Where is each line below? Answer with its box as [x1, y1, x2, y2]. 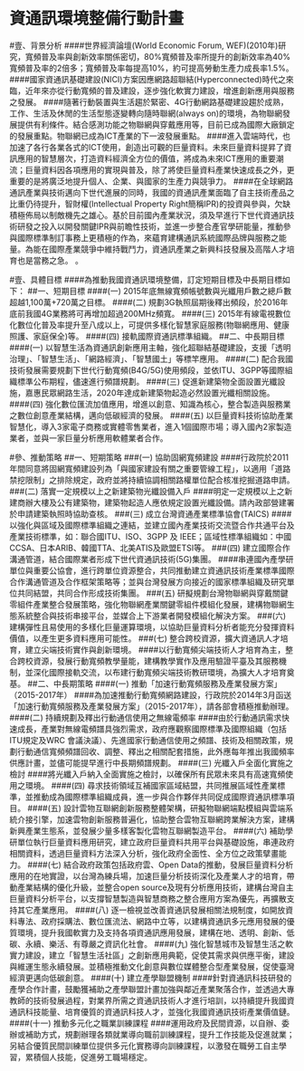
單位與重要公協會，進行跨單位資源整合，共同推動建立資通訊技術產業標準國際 [9, 565, 295, 576]
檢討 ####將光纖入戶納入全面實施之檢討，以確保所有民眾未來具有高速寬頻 [9, 769, 286, 779]
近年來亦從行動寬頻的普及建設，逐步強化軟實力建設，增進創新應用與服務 [24, 85, 295, 96]
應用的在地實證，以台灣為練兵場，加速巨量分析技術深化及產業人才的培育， [9, 870, 287, 881]
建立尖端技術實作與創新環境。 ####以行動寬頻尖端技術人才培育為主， [24, 644, 286, 655]
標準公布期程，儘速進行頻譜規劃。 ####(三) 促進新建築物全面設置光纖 [16, 376, 278, 387]
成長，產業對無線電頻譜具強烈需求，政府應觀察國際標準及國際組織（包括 [16, 723, 287, 734]
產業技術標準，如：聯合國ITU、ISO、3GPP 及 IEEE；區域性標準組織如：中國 [9, 531, 292, 541]
